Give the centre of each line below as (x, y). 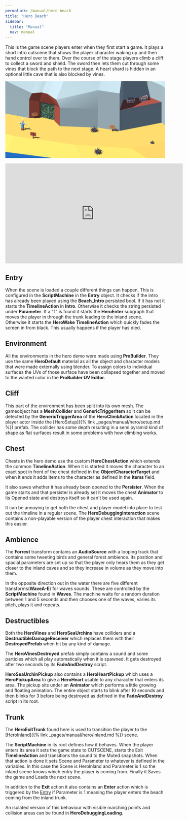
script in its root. (22, 701)
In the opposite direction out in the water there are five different (71, 583)
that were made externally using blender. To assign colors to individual (79, 367)
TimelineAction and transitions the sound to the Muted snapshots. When (82, 755)
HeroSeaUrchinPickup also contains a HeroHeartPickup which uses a (79, 674)
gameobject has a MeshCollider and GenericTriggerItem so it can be (78, 411)
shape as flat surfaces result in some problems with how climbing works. (81, 433)
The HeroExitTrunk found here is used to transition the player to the (76, 729)
